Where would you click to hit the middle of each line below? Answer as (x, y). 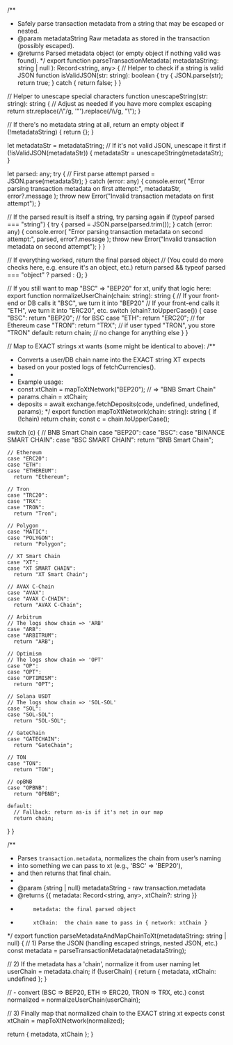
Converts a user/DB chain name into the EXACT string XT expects (111, 359)
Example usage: (40, 382)
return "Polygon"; (40, 544)
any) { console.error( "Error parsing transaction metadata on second (105, 232)
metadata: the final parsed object (85, 909)
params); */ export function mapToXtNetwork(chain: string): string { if (117, 411)
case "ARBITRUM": (32, 635)
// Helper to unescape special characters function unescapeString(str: (108, 96)
